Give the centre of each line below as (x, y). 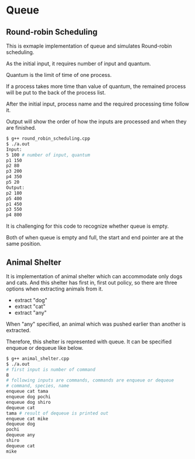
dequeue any (20, 435)
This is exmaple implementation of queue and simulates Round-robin (89, 46)
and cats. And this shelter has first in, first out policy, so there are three (92, 282)
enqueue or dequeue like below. (45, 347)
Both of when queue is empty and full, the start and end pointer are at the (95, 238)
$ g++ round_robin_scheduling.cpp (48, 139)
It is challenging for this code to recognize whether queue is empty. (87, 226)
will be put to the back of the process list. (56, 92)
